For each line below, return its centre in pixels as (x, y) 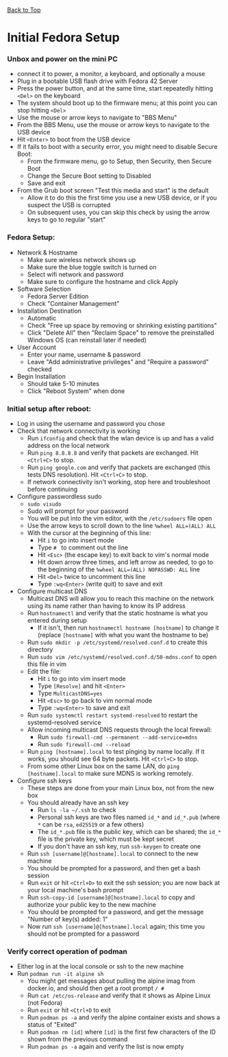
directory (40, 650)
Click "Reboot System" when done (76, 391)
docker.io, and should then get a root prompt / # (96, 988)
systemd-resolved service (64, 722)
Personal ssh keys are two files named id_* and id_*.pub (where (129, 817)
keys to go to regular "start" (66, 219)
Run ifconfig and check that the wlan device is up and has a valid (121, 438)
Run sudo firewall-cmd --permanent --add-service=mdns (117, 737)
